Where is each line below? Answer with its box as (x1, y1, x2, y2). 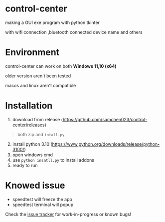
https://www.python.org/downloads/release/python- (52, 141, 160, 147)
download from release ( (12, 116, 63, 122)
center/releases (12, 122, 45, 128)
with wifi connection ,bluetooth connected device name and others (5, 29, 143, 35)
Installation (5, 100, 53, 111)
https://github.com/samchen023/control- (62, 116, 148, 122)
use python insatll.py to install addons (12, 157, 95, 163)
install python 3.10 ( (12, 141, 52, 147)
